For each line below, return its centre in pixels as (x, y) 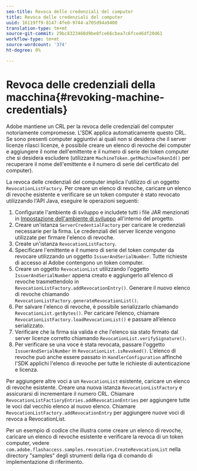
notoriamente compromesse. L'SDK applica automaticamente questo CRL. (96, 132)
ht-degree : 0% (24, 50)
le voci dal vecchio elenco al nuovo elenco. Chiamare (71, 406)
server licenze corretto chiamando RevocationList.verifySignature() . (101, 338)
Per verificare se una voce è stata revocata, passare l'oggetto (90, 344)
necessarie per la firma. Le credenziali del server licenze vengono (95, 231)
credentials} (37, 110)
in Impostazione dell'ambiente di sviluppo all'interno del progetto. (94, 218)
